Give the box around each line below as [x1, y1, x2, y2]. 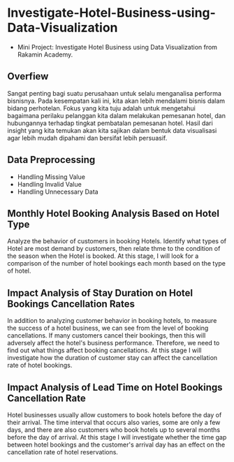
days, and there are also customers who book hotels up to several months [7, 426, 221, 434]
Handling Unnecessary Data [17, 187, 99, 196]
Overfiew [7, 71, 49, 82]
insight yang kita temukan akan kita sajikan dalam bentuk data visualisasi [7, 126, 217, 134]
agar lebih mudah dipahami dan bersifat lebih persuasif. [7, 133, 168, 142]
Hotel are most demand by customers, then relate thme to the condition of [7, 245, 221, 253]
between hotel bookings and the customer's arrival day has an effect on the [7, 440, 226, 449]
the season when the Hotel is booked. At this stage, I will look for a [7, 252, 199, 260]
